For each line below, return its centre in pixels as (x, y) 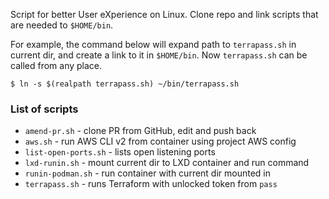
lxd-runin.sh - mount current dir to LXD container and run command (167, 163)
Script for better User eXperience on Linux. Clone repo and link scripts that (164, 14)
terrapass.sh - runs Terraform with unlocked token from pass (151, 184)
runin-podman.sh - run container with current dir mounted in (148, 173)
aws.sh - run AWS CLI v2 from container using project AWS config (160, 141)
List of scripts (44, 109)
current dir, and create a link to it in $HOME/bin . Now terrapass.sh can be (159, 55)
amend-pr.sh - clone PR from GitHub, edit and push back (140, 131)
